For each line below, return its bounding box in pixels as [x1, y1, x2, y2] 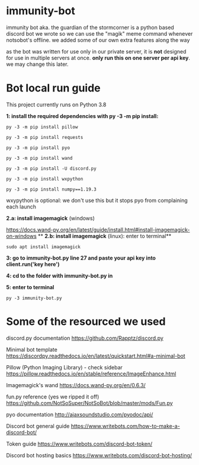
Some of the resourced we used [6, 315, 166, 328]
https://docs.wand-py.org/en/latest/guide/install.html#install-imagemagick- [6, 226, 190, 233]
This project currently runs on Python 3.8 [6, 101, 107, 108]
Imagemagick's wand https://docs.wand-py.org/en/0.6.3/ [6, 381, 146, 388]
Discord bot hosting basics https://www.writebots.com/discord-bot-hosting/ [6, 451, 192, 458]
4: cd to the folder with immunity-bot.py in [6, 272, 113, 279]
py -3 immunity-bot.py [6, 295, 62, 301]
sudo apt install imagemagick [6, 243, 81, 250]
